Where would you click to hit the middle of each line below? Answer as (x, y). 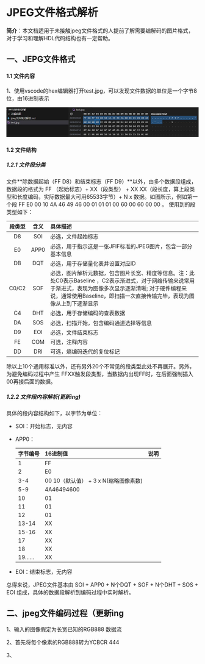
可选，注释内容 (69, 342)
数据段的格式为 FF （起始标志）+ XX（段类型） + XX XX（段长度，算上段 (98, 189)
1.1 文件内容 (21, 76)
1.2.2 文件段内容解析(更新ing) (44, 396)
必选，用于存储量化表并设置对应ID (93, 263)
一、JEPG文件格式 (41, 59)
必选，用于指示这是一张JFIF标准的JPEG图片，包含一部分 (121, 246)
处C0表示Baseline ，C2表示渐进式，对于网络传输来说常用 (123, 280)
